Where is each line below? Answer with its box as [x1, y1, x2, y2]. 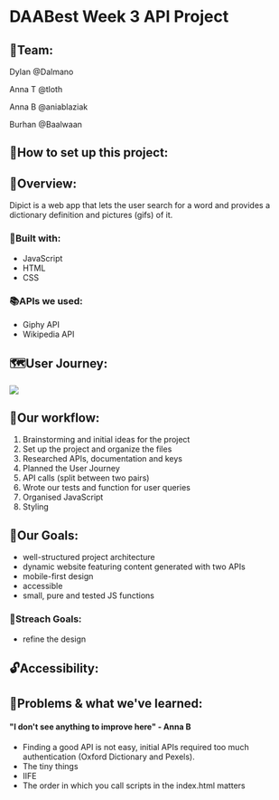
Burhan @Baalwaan [9, 119, 83, 129]
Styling [22, 501, 50, 512]
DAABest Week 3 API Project [9, 6, 229, 27]
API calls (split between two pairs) [22, 472, 150, 483]
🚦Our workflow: [9, 410, 100, 425]
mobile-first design [22, 571, 94, 582]
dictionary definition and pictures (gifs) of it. [9, 210, 173, 221]
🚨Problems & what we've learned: [9, 696, 203, 711]
